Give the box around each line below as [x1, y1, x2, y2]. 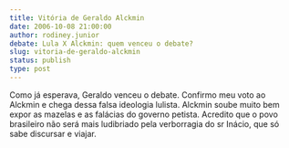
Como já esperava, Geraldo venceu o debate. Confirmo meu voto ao [9, 89, 266, 100]
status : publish [9, 56, 71, 65]
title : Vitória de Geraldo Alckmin [9, 13, 145, 23]
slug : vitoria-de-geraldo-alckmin [9, 48, 141, 57]
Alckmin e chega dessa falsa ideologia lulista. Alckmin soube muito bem [9, 99, 280, 110]
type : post [9, 65, 51, 74]
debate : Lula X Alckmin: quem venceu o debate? [9, 38, 194, 48]
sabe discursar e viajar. [9, 128, 98, 139]
